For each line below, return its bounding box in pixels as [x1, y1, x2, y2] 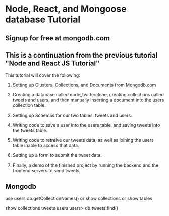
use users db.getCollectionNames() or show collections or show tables [5, 195, 153, 202]
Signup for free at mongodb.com [5, 34, 110, 42]
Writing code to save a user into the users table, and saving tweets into [12, 122, 160, 128]
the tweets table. [12, 127, 48, 134]
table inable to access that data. [12, 142, 79, 149]
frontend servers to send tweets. [12, 168, 81, 174]
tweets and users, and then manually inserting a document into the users [12, 97, 164, 103]
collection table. [12, 102, 46, 109]
